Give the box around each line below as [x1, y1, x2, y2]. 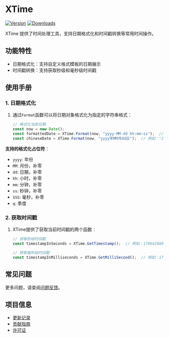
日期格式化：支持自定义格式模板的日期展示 [12, 61, 101, 67]
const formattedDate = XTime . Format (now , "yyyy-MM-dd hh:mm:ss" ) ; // [12, 132, 164, 137]
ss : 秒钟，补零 [12, 187, 42, 194]
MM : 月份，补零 [12, 162, 42, 169]
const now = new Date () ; [12, 127, 65, 132]
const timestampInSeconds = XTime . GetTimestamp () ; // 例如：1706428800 [12, 241, 166, 247]
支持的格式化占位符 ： [5, 146, 49, 152]
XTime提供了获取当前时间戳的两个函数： [12, 227, 97, 233]
